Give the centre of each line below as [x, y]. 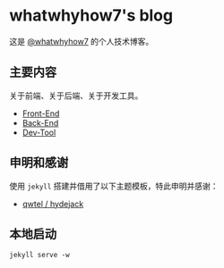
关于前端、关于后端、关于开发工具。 [76, 96]
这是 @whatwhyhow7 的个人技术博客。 [82, 41]
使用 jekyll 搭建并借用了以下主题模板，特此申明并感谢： [114, 186]
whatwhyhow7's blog [91, 16]
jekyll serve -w [39, 255]
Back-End [40, 122]
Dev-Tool [39, 132]
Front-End [41, 113]
